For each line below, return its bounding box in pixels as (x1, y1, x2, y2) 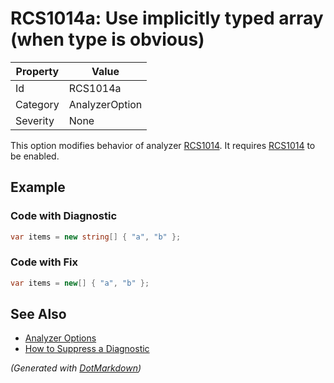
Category (15, 97, 60, 111)
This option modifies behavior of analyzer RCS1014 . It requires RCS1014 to (10, 139, 316, 151)
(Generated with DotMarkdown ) (10, 362, 142, 374)
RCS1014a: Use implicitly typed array (10, 7, 324, 30)
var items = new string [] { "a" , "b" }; (10, 232, 182, 242)
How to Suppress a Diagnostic (24, 343, 150, 355)
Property (15, 64, 60, 78)
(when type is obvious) (10, 28, 205, 51)
